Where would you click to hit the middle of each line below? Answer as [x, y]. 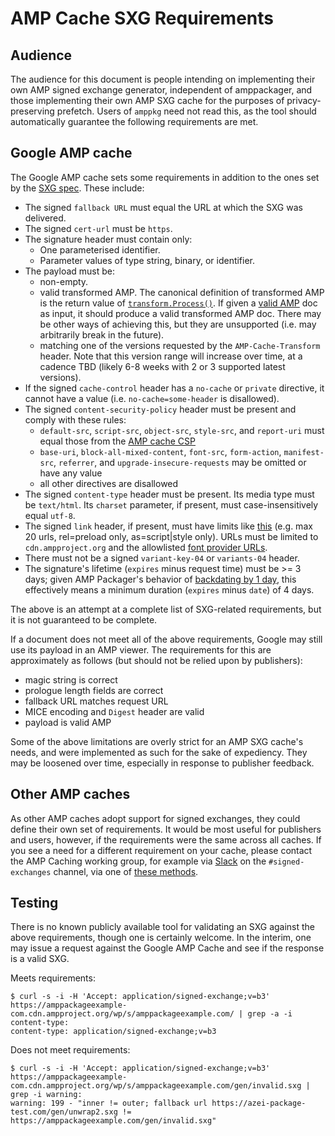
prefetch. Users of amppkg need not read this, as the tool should [186, 111]
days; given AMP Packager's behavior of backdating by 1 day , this [160, 579]
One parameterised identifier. [100, 249]
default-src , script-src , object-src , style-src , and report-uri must [182, 430]
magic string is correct [71, 679]
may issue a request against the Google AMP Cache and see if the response [167, 948]
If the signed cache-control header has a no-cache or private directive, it [174, 388]
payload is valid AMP [68, 722]
